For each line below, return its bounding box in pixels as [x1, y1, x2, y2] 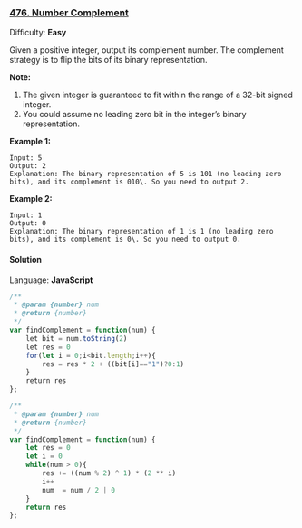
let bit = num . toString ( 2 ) [25, 334, 128, 343]
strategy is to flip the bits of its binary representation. [9, 55, 208, 65]
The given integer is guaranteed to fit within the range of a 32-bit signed [22, 89, 293, 101]
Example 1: [9, 136, 52, 147]
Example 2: [9, 194, 53, 204]
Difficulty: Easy [9, 27, 67, 38]
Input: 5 [9, 154, 43, 163]
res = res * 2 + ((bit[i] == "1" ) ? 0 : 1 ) [42, 359, 185, 369]
